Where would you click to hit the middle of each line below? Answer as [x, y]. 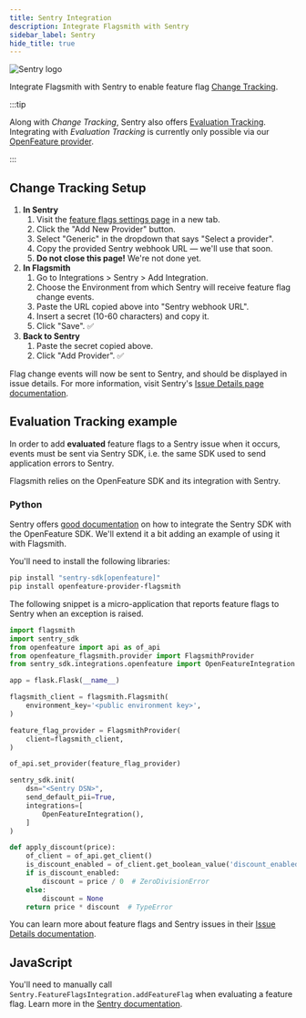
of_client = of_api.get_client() [89, 856]
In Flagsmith [46, 268]
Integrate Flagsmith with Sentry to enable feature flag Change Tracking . [144, 87]
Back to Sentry [51, 336]
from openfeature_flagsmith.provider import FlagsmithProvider [132, 656]
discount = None [73, 899]
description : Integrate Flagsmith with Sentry [99, 26]
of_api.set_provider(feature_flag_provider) [95, 764]
